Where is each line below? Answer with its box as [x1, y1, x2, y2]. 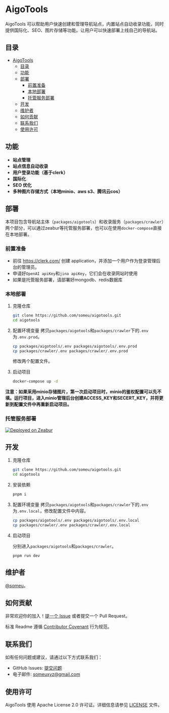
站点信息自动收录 [12, 163, 48, 169]
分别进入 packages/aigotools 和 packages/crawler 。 [12, 543, 117, 549]
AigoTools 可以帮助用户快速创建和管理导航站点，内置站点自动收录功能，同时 [5, 21, 164, 27]
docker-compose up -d [12, 379, 58, 384]
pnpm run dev [12, 553, 40, 558]
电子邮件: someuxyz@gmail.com [12, 671, 81, 677]
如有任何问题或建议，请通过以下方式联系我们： [5, 654, 102, 661]
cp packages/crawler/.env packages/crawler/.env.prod [12, 348, 128, 354]
